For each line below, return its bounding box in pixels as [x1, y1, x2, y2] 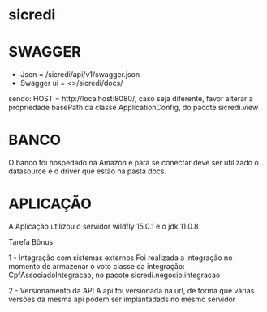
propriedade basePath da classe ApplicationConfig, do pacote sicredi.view [8, 103, 259, 113]
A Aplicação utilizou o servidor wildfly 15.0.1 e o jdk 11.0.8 [8, 221, 199, 231]
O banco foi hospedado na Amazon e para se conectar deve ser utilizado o [8, 158, 260, 168]
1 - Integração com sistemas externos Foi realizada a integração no [8, 253, 233, 263]
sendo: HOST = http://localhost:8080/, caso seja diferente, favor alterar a [8, 94, 253, 104]
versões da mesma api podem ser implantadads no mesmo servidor [8, 294, 236, 304]
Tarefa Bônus [8, 237, 54, 246]
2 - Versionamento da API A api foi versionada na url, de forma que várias [8, 286, 255, 295]
